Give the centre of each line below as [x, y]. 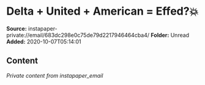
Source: [17, 28]
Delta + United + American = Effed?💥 [102, 11]
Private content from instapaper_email [55, 75]
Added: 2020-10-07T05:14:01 [44, 42]
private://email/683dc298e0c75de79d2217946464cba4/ [78, 35]
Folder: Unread [170, 35]
